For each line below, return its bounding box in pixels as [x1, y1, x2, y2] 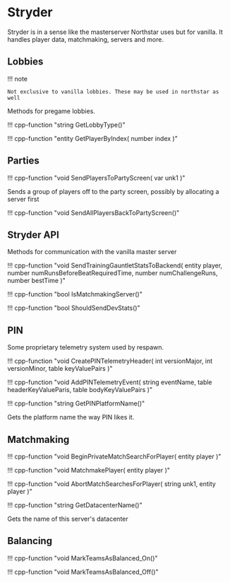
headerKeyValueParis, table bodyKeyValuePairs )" [7, 386, 153, 394]
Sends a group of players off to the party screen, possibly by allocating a [7, 187, 219, 195]
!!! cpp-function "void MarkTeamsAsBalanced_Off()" [7, 567, 159, 576]
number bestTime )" [7, 277, 66, 285]
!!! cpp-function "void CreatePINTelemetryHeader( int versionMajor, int [7, 357, 213, 365]
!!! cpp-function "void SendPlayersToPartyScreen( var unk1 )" [7, 173, 186, 182]
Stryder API [7, 229, 60, 241]
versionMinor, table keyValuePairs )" [7, 364, 113, 373]
